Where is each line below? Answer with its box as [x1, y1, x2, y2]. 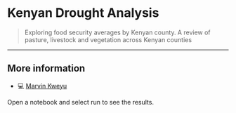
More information [7, 62, 86, 74]
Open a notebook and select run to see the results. [7, 98, 155, 106]
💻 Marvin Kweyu [17, 81, 67, 90]
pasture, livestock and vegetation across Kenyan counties [24, 35, 192, 44]
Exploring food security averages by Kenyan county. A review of [24, 28, 211, 36]
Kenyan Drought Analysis [7, 5, 159, 21]
